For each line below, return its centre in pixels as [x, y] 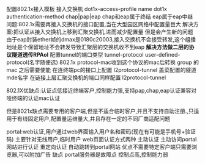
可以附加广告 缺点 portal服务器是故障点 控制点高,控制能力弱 [93, 155]
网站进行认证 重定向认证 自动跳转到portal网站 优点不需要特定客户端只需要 [99, 147]
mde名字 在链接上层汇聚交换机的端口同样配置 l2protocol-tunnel [86, 77]
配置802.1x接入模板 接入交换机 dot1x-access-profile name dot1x [87, 9]
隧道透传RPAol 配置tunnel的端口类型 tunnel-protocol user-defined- [96, 55]
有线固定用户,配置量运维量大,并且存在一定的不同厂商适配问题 [94, 119]
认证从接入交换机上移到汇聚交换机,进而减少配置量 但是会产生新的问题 [106, 32]
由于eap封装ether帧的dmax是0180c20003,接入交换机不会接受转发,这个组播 [101, 39]
